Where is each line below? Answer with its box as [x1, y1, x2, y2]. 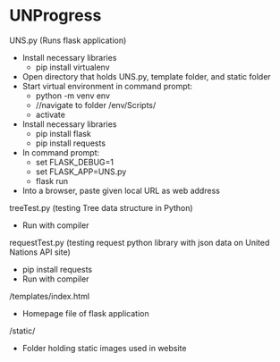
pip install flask [35, 128, 91, 139]
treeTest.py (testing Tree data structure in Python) [9, 202, 194, 213]
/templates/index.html [9, 290, 90, 301]
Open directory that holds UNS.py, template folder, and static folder [21, 71, 271, 81]
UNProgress [9, 5, 102, 26]
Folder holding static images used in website [21, 342, 187, 353]
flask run [35, 175, 69, 186]
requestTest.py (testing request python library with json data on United [9, 237, 270, 248]
